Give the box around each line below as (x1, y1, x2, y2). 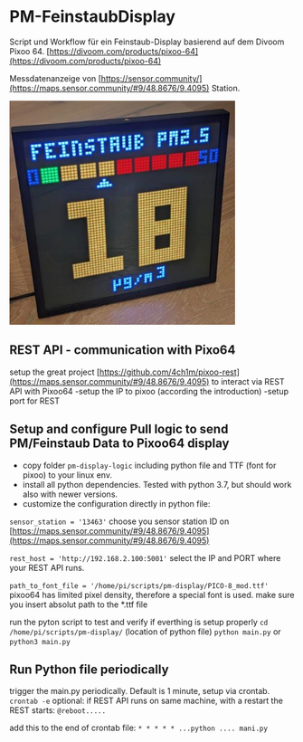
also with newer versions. (22, 489, 118, 499)
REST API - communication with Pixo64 (9, 342, 236, 358)
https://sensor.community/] (100, 72, 203, 83)
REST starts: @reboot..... (9, 705, 107, 716)
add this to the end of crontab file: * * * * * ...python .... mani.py (9, 722, 269, 734)
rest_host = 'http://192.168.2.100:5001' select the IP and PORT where (9, 552, 281, 563)
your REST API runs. (9, 562, 85, 573)
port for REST (9, 395, 61, 406)
